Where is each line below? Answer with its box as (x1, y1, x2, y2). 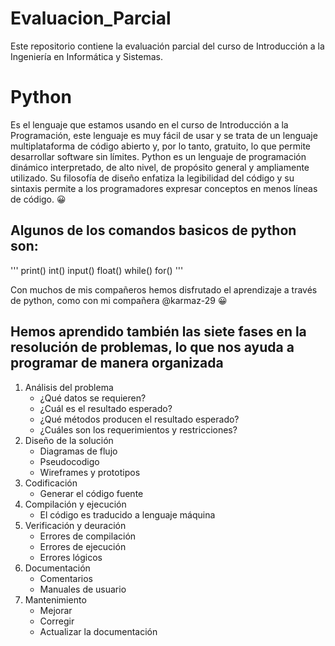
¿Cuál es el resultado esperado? (39, 402, 173, 414)
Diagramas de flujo (39, 445, 118, 457)
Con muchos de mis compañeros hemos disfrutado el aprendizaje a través (10, 283, 318, 296)
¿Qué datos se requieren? (39, 392, 147, 404)
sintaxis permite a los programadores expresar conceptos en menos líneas (10, 182, 318, 194)
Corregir (39, 615, 75, 627)
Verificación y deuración (24, 519, 127, 531)
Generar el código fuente (39, 487, 144, 499)
